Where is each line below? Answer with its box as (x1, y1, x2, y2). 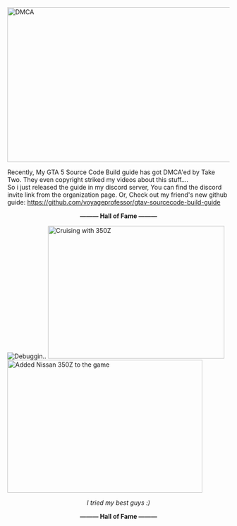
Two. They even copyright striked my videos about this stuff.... (7, 176, 189, 183)
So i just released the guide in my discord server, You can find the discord (7, 183, 222, 191)
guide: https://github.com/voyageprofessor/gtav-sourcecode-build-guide (7, 198, 221, 206)
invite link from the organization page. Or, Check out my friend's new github (7, 190, 228, 199)
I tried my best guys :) (87, 498, 150, 507)
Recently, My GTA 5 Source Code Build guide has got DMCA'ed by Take (7, 168, 216, 176)
